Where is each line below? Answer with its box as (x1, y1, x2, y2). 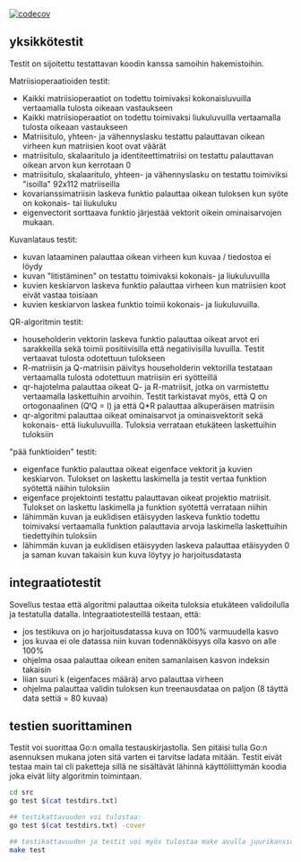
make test (9, 845, 47, 855)
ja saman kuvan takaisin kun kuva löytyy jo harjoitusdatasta (21, 549, 242, 560)
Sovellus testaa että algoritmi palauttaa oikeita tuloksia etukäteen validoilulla (9, 599, 289, 609)
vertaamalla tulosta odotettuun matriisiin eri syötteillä (21, 372, 218, 383)
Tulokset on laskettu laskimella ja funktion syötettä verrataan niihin (21, 502, 268, 513)
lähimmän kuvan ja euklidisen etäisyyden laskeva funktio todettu (21, 511, 261, 522)
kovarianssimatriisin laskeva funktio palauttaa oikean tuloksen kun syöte (21, 188, 288, 199)
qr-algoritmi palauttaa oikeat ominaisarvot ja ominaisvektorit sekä (21, 409, 264, 420)
